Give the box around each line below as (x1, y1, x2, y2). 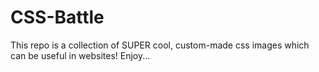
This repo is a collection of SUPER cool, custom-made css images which (10, 39, 310, 51)
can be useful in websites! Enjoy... (10, 49, 151, 61)
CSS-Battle (10, 6, 105, 29)
